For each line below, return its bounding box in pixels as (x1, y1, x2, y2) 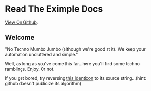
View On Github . (5, 19, 38, 25)
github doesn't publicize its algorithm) (5, 80, 82, 86)
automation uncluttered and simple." (5, 51, 78, 57)
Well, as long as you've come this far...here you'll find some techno (5, 61, 140, 66)
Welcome (5, 33, 35, 42)
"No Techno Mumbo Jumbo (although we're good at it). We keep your (5, 46, 146, 52)
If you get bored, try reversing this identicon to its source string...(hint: (5, 75, 147, 81)
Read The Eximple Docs (5, 3, 103, 15)
